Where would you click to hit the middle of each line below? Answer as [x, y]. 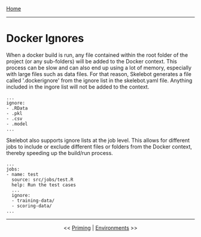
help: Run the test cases [44, 185]
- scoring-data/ [32, 206]
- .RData [17, 108]
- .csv [14, 118]
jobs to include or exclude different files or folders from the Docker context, [99, 147]
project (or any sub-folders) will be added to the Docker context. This [92, 61]
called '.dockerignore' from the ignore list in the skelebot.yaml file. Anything [99, 80]
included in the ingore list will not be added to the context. [78, 87]
